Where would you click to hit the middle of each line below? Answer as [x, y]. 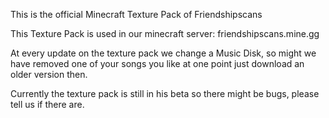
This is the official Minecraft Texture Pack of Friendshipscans [136, 14]
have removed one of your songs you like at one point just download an [157, 63]
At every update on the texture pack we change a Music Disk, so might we [163, 53]
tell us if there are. [47, 104]
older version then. [49, 74]
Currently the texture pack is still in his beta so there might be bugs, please [165, 93]
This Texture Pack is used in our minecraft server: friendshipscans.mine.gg [165, 33]
